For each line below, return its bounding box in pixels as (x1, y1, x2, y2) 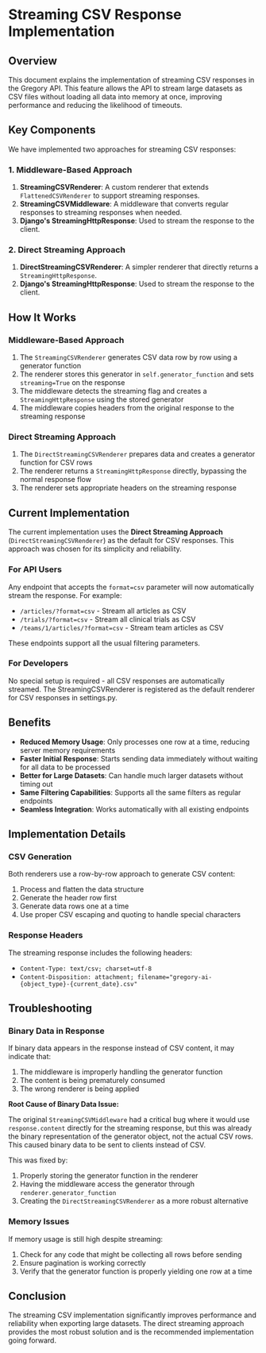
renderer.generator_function (19, 1189, 117, 1197)
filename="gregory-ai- (137, 973, 213, 981)
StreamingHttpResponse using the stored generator (19, 395, 184, 404)
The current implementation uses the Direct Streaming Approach (8, 527, 224, 537)
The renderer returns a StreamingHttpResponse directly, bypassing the (19, 466, 248, 476)
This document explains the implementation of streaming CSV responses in (8, 75, 255, 84)
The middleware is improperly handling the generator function (19, 1067, 223, 1077)
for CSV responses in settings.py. (8, 692, 118, 702)
